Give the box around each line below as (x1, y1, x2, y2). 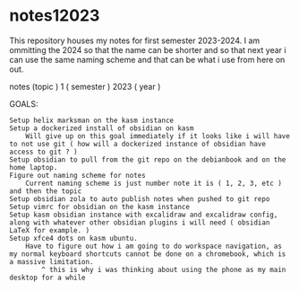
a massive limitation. (9, 257, 94, 266)
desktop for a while (9, 273, 87, 282)
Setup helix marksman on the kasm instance (9, 116, 175, 125)
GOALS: (9, 98, 38, 109)
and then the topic (9, 186, 82, 196)
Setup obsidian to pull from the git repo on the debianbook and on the (9, 154, 286, 164)
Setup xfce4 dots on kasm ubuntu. (9, 234, 139, 242)
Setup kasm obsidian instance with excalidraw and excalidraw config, (9, 210, 278, 219)
